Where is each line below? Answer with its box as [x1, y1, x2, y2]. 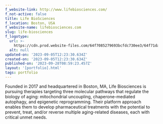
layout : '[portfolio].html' [5, 66, 62, 71]
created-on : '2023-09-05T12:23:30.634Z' [5, 57, 88, 62]
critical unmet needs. [5, 114, 48, 120]
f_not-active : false [5, 12, 47, 16]
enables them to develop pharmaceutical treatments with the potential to [5, 104, 150, 109]
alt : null [9, 47, 29, 52]
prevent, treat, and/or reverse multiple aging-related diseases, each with [5, 109, 150, 115]
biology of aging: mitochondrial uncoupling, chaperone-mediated [5, 93, 135, 99]
